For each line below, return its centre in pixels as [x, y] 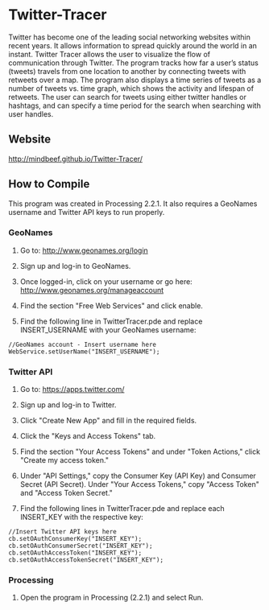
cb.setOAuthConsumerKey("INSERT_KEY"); [75, 539]
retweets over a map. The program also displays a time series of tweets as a [135, 80]
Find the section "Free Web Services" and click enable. [112, 305]
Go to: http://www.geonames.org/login [84, 250]
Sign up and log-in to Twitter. [68, 405]
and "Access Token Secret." [66, 493]
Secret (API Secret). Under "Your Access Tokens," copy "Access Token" [140, 484]
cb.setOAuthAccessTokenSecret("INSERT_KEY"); [86, 560]
